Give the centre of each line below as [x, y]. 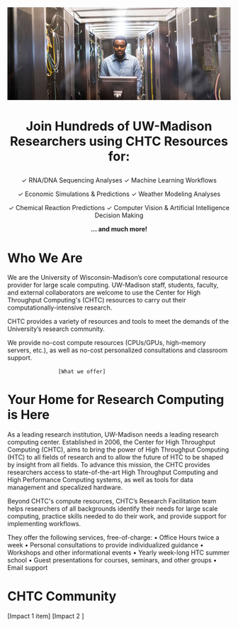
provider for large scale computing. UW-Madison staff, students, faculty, [113, 285]
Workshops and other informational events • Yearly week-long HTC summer [119, 552]
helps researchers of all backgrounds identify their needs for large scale [113, 509]
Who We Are [45, 258]
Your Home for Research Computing [116, 400]
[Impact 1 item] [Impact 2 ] [46, 616]
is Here [28, 415]
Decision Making [119, 215]
